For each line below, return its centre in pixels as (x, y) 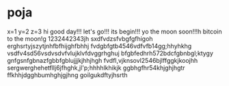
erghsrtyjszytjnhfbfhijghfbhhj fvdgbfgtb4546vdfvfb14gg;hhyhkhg (99, 46)
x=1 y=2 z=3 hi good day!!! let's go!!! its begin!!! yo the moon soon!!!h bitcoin (114, 31)
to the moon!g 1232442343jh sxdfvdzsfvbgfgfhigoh (80, 38)
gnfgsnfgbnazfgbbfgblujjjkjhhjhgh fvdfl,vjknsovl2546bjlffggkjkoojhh (103, 60)
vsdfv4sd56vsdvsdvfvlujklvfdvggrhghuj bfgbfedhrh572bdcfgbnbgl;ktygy (110, 53)
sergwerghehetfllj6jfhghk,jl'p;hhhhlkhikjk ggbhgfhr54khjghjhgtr (96, 68)
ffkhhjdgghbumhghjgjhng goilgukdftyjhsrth (67, 75)
